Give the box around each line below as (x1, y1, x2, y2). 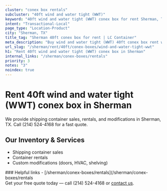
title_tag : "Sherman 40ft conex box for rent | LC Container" (5, 35, 137, 40)
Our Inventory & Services (5, 136, 85, 145)
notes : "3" (5, 63, 28, 68)
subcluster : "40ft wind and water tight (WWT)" (5, 12, 106, 17)
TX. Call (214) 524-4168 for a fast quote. (5, 121, 88, 127)
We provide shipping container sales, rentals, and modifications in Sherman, (5, 116, 162, 122)
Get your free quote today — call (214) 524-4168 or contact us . (5, 180, 134, 186)
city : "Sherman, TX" (5, 30, 48, 35)
